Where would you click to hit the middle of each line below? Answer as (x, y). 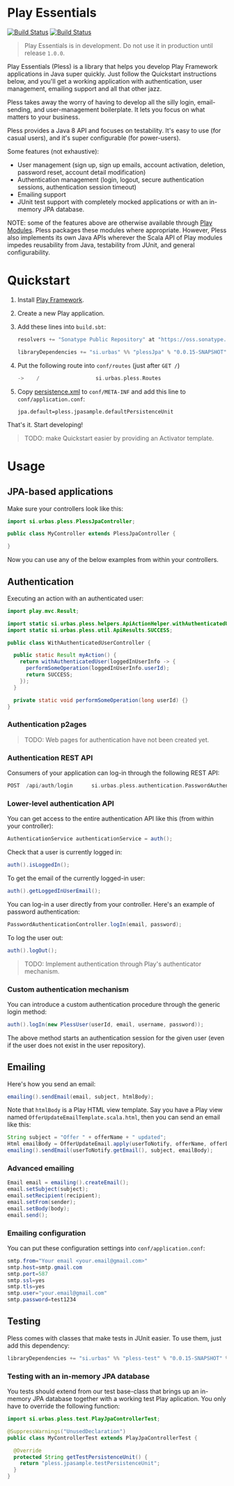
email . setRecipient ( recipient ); (54, 1196)
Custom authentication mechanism (68, 989)
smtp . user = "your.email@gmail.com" (57, 1293)
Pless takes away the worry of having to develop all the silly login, (102, 102)
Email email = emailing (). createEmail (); (68, 1183)
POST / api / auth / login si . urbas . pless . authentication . (96, 786)
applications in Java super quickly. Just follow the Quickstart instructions (112, 74)
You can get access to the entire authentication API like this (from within (110, 819)
